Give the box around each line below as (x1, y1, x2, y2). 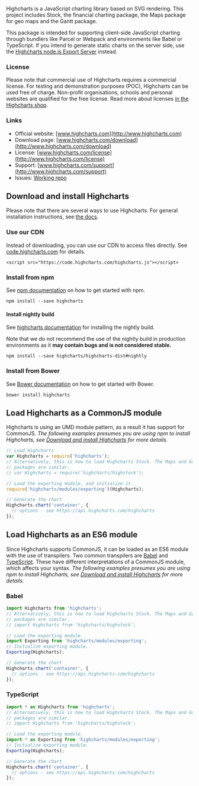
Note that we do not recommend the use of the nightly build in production (6, 335, 185, 343)
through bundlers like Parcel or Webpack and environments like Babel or (6, 36, 182, 42)
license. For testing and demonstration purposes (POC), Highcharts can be (6, 83, 189, 90)
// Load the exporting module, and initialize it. (6, 480, 134, 486)
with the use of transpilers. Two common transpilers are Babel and (6, 552, 168, 559)
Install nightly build (6, 310, 54, 318)
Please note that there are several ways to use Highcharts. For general (6, 207, 178, 214)
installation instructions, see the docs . (6, 213, 99, 220)
